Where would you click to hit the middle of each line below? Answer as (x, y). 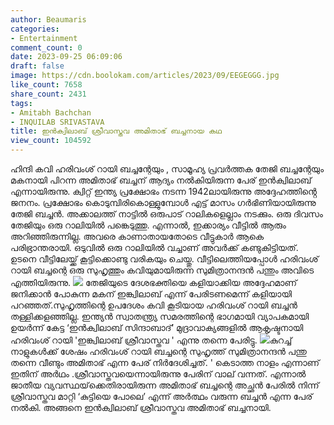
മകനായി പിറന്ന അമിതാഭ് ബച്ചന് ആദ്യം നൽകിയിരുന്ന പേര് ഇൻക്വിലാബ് (161, 180)
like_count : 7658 (46, 85)
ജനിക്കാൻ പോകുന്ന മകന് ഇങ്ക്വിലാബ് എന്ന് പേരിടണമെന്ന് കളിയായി (151, 294)
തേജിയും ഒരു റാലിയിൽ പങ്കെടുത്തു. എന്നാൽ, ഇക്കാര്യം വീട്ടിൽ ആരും (148, 225)
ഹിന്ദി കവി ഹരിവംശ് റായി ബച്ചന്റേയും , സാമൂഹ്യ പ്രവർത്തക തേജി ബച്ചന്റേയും (167, 169)
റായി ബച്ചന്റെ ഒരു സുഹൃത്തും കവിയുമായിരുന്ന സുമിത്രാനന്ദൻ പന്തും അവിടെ (162, 270)
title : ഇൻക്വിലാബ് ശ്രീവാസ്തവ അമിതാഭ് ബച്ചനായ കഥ (116, 131)
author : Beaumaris (48, 19)
